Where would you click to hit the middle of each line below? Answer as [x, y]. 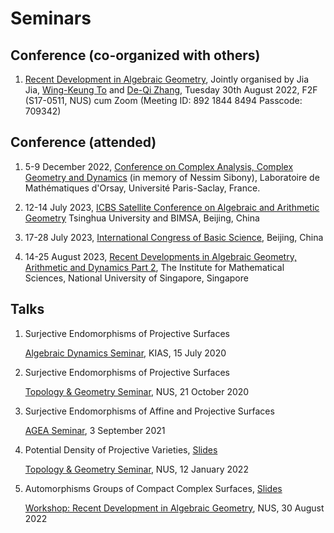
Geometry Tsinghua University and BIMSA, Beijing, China [142, 218]
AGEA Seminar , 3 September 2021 [95, 430]
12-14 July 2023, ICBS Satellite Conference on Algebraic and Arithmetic [172, 207]
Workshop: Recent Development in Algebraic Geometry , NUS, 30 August [174, 508]
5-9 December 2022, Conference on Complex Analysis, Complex [159, 166]
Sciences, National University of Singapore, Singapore [136, 278]
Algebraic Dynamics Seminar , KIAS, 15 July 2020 [125, 353]
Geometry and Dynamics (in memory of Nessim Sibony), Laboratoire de [172, 177]
